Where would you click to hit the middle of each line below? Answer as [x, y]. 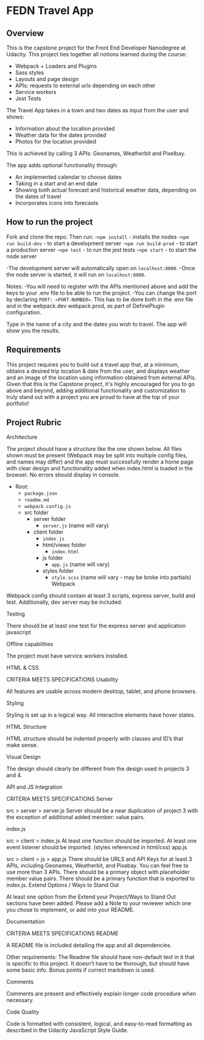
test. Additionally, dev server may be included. [65, 602]
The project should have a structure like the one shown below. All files [94, 449]
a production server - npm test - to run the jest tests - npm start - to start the [101, 249]
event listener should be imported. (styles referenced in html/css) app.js [97, 847]
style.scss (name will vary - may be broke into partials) [121, 578]
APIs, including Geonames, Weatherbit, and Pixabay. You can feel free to [97, 866]
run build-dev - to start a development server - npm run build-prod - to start [102, 243]
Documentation [26, 922]
